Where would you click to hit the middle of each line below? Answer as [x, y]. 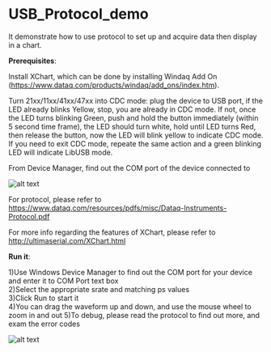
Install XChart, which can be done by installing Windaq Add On [113, 76]
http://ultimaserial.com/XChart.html [67, 240]
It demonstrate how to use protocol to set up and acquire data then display [133, 36]
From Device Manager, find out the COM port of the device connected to [129, 168]
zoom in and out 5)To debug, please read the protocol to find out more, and [134, 315]
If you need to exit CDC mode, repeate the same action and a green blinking [135, 143]
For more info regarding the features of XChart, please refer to [112, 232]
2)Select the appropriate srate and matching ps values [99, 289]
